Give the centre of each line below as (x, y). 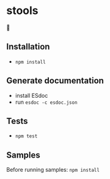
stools (22, 11)
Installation (28, 47)
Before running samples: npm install (53, 170)
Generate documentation (55, 81)
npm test (26, 136)
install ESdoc (31, 95)
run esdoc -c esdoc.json (46, 102)
